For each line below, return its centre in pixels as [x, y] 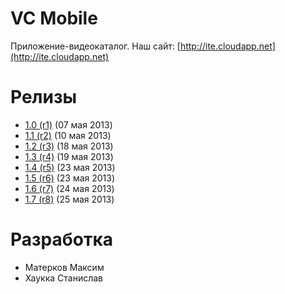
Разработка [62, 239]
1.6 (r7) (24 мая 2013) [69, 188]
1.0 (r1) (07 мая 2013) [68, 124]
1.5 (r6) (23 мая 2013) [70, 178]
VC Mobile [54, 18]
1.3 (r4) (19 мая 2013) [69, 156]
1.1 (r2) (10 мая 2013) [68, 135]
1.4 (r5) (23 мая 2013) [70, 167]
